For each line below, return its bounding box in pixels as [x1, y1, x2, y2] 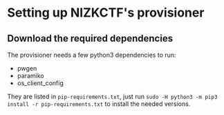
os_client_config [17, 79, 64, 87]
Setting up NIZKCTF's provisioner [7, 5, 205, 21]
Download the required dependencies [7, 33, 174, 44]
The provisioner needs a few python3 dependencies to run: [7, 51, 176, 59]
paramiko [17, 71, 44, 80]
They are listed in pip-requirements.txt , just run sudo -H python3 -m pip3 [7, 92, 218, 100]
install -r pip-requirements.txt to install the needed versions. [7, 100, 191, 108]
